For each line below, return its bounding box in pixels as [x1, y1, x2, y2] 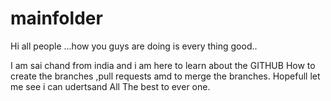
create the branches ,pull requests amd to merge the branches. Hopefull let [10, 70, 321, 82]
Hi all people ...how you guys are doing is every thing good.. [10, 40, 258, 52]
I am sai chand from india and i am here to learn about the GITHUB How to [10, 59, 316, 71]
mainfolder [10, 7, 103, 30]
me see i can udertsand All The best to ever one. [10, 80, 211, 92]
